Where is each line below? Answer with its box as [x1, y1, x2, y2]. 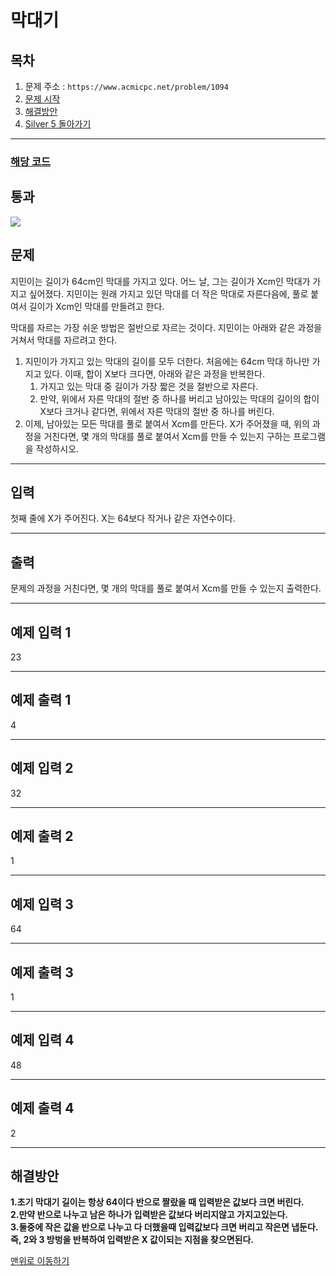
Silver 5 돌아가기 [24, 118, 92, 130]
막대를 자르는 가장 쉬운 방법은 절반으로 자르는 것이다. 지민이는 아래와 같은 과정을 [10, 321, 323, 333]
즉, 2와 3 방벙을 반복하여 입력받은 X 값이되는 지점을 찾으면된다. [10, 1234, 254, 1246]
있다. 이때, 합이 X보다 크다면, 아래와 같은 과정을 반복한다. [43, 367, 265, 380]
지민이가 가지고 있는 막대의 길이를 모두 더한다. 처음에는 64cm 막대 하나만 [24, 355, 310, 367]
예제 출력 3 [10, 964, 74, 981]
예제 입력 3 [10, 896, 74, 913]
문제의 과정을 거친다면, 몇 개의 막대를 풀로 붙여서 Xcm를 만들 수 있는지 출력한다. [10, 582, 322, 595]
